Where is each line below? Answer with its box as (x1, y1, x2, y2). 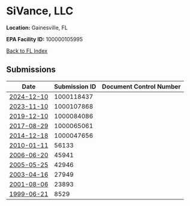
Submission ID (53, 82, 96, 90)
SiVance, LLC (6, 4, 74, 18)
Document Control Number (101, 82, 181, 90)
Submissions (6, 65, 56, 75)
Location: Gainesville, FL (6, 24, 68, 31)
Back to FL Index (6, 47, 48, 54)
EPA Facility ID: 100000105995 (6, 35, 83, 43)
